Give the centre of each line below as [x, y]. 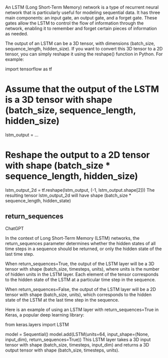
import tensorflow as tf [29, 69]
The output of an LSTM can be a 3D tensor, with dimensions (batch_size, [80, 43]
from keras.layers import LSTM [37, 325]
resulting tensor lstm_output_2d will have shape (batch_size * [68, 195]
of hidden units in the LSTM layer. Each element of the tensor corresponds [82, 274]
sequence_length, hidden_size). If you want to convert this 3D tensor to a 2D [84, 49]
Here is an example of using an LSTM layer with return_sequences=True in [82, 310]
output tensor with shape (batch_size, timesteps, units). [62, 350]
